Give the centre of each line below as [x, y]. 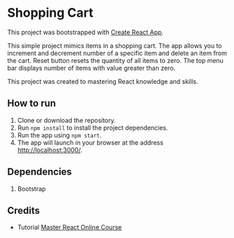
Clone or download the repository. [67, 120]
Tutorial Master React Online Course [70, 228]
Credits [24, 210]
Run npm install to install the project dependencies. [93, 128]
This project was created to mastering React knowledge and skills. [103, 81]
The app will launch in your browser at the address [90, 142]
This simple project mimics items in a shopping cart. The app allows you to [115, 45]
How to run [32, 104]
